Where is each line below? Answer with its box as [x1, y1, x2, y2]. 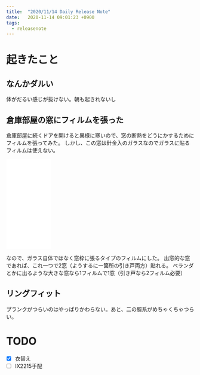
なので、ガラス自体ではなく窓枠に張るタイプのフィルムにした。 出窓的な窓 [6, 255, 190, 262]
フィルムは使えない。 [6, 147, 59, 154]
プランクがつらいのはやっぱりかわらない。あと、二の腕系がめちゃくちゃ [6, 306, 184, 313]
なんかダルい [6, 78, 54, 89]
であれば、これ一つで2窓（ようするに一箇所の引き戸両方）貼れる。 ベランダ [6, 262, 194, 269]
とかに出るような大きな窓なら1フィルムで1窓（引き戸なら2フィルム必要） [6, 270, 186, 277]
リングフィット [6, 288, 61, 299]
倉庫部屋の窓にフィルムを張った [6, 115, 124, 125]
